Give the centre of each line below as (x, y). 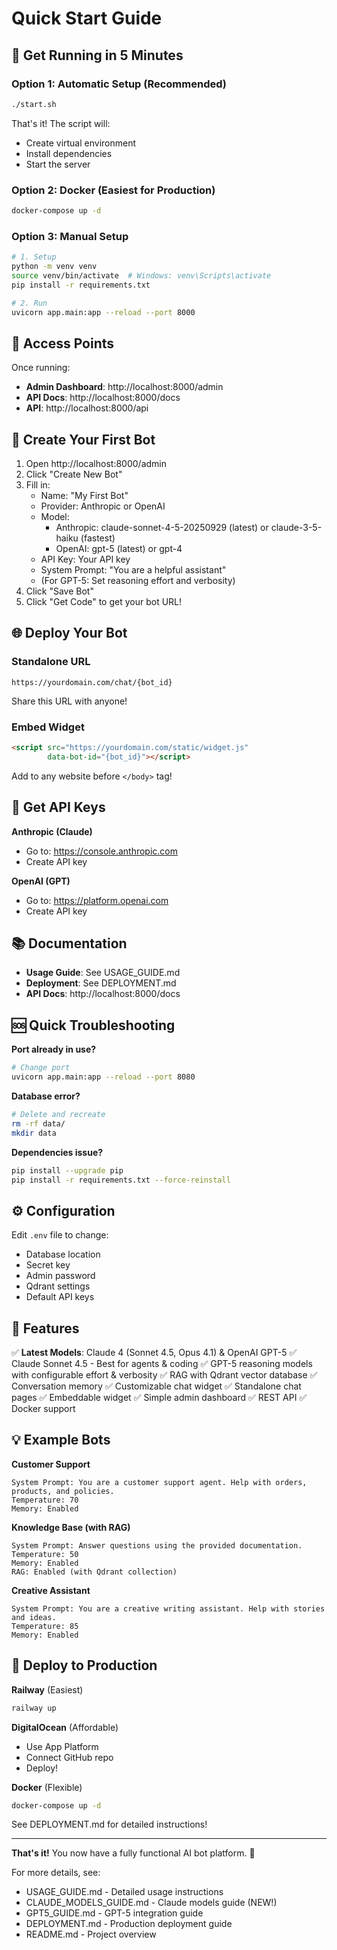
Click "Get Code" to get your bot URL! (104, 602)
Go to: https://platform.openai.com (97, 900)
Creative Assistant (51, 1590)
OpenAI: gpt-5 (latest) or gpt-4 (119, 549)
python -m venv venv (54, 267)
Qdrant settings (58, 1286)
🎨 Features (45, 1328)
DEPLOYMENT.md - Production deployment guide (129, 1924)
